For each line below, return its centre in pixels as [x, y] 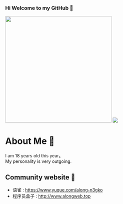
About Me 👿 [30, 141]
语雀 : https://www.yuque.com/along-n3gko [57, 190]
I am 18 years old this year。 [34, 156]
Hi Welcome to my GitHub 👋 [39, 8]
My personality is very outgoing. [38, 161]
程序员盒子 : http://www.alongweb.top [51, 196]
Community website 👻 [40, 177]
